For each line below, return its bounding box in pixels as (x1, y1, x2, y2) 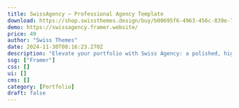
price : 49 (7, 30, 37, 38)
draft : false (7, 90, 46, 97)
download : (7, 17, 37, 24)
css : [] (7, 63, 31, 70)
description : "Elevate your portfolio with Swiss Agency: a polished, (7, 50, 221, 58)
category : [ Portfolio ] (7, 83, 75, 90)
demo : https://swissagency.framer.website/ (7, 23, 139, 31)
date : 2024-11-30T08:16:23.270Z (7, 43, 103, 50)
